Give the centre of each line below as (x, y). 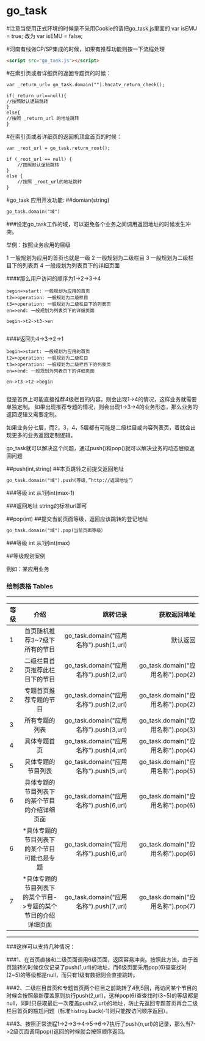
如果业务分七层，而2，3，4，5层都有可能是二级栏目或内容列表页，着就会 (99, 427)
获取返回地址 (177, 614)
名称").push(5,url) (102, 771)
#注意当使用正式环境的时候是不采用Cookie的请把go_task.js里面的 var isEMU (102, 28)
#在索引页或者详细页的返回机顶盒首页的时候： (64, 136)
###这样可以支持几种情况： (41, 946)
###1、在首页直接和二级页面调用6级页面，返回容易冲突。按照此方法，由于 (100, 959)
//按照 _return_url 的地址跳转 (43, 119)
